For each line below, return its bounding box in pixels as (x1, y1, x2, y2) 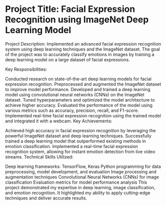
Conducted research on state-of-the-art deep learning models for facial (5, 76, 152, 82)
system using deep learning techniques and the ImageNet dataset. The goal (5, 46, 160, 52)
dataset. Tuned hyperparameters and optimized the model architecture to (5, 97, 155, 103)
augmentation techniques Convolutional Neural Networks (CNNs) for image (5, 174, 160, 180)
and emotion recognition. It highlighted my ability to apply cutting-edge (5, 190, 151, 196)
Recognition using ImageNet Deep (5, 14, 149, 25)
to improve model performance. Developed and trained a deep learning (5, 86, 151, 92)
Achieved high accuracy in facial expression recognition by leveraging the (5, 127, 156, 133)
